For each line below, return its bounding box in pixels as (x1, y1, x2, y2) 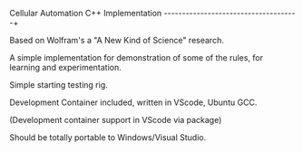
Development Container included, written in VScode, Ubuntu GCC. (9, 97, 258, 108)
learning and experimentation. (9, 62, 122, 72)
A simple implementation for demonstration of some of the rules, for (9, 52, 264, 62)
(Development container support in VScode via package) (9, 115, 222, 125)
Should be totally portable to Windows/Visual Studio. (9, 132, 207, 143)
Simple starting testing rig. (9, 80, 109, 90)
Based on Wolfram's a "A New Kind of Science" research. (9, 35, 224, 45)
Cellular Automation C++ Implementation (9, 8, 162, 18)
